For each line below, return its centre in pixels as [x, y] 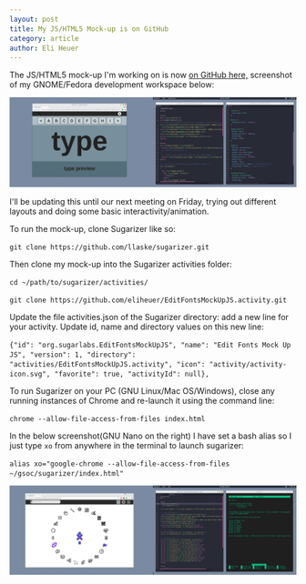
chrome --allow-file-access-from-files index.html [107, 418]
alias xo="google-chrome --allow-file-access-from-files [120, 464]
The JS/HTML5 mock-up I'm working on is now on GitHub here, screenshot [151, 75]
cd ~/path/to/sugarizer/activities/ [79, 282]
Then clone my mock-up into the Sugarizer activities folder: [121, 264]
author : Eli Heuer [44, 48]
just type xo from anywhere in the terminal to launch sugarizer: [127, 445]
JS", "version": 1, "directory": [73, 355]
